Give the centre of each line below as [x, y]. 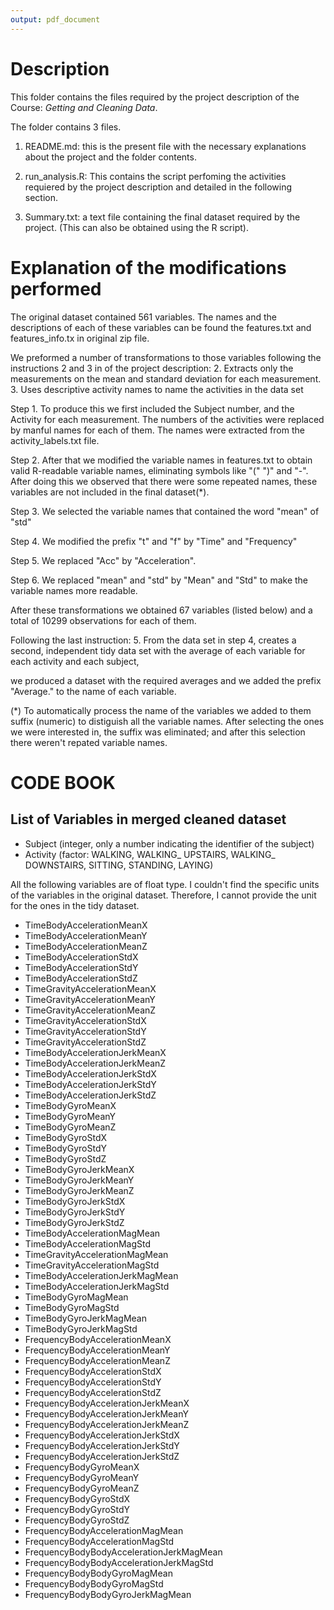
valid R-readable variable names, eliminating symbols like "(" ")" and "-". [159, 470]
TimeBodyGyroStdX [66, 1137]
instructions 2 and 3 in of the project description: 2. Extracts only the [152, 368]
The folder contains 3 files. [66, 127]
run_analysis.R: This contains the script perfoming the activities [155, 176]
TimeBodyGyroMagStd [72, 1307]
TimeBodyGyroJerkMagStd [81, 1328]
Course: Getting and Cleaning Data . [84, 107]
